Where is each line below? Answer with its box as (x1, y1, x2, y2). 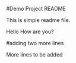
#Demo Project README (6, 5, 66, 12)
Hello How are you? (6, 28, 55, 35)
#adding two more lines (6, 40, 64, 46)
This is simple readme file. (6, 17, 71, 23)
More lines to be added (6, 51, 63, 58)
